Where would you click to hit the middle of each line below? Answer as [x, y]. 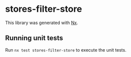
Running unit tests [34, 38]
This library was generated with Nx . [42, 23]
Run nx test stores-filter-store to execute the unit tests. [66, 50]
